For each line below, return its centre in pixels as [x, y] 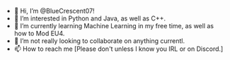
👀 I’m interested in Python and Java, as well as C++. [90, 18]
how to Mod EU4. [39, 33]
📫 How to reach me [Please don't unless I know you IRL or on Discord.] [119, 49]
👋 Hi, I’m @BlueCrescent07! [54, 11]
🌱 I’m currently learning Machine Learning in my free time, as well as [114, 26]
